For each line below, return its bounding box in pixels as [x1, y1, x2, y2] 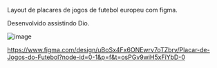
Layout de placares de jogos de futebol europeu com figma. [7, 6, 178, 14]
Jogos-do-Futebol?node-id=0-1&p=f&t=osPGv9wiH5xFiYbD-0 [7, 53, 185, 61]
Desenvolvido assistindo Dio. [7, 19, 90, 27]
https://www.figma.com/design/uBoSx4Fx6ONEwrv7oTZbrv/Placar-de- [7, 46, 210, 54]
